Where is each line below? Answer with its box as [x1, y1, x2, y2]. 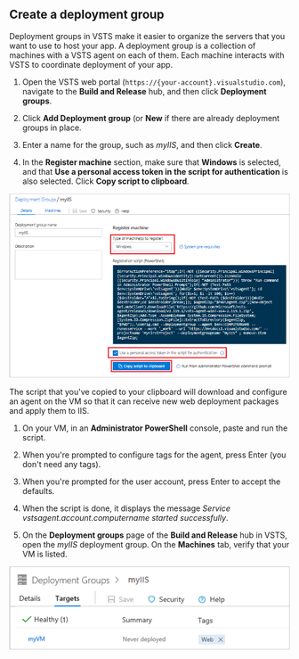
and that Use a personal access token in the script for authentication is [21, 166, 289, 177]
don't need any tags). [21, 459, 101, 470]
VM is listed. [21, 548, 69, 560]
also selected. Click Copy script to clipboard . [21, 176, 190, 186]
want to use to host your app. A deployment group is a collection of [9, 40, 256, 51]
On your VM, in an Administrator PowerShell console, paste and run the [21, 423, 288, 433]
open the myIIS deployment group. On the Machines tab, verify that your [21, 540, 290, 550]
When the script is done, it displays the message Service [21, 503, 231, 514]
